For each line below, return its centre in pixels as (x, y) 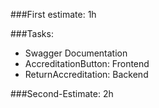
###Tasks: (32, 33)
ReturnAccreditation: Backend (86, 74)
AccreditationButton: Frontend (87, 63)
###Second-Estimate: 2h (62, 93)
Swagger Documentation (76, 53)
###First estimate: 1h (53, 14)
